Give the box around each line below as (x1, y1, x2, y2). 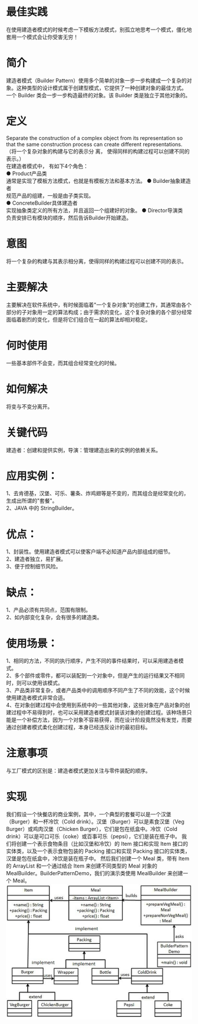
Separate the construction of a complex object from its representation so (6, 134, 183, 142)
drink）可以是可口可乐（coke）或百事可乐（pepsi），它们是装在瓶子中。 (6, 833, 181, 840)
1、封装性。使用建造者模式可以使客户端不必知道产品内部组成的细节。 (6, 548, 174, 555)
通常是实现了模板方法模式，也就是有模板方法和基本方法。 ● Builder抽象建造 (6, 177, 191, 184)
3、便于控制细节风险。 (6, 563, 61, 570)
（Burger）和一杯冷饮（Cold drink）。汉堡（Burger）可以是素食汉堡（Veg (6, 818, 184, 825)
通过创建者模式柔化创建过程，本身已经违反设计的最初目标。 (6, 724, 151, 731)
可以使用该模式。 (21, 679, 63, 686)
